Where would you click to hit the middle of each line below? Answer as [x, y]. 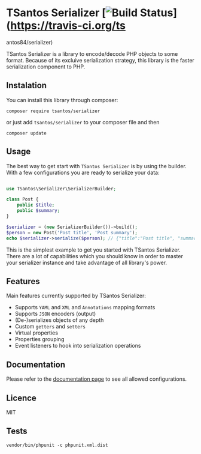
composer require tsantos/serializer [53, 111]
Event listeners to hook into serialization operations [78, 346]
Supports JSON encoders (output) [55, 314]
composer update [26, 133]
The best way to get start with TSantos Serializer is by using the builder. [96, 166]
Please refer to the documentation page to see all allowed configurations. [97, 379]
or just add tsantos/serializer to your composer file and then [83, 122]
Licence [22, 398]
